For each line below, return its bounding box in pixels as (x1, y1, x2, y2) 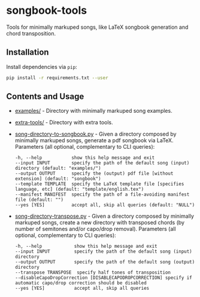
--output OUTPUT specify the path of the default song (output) (14, 259, 195, 265)
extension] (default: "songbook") (14, 176, 101, 182)
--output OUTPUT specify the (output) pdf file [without (14, 170, 174, 177)
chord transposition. (6, 29, 56, 37)
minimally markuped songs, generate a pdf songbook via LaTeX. (14, 137, 174, 144)
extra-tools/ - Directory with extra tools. (14, 119, 114, 126)
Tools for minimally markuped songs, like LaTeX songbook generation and (6, 23, 189, 31)
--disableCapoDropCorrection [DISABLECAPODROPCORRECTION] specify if (14, 275, 193, 281)
